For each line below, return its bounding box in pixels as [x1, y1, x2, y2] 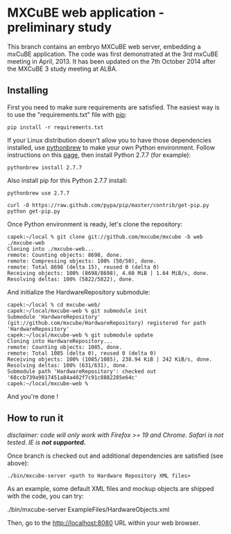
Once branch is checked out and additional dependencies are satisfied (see [7, 452, 223, 460]
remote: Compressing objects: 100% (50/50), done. [7, 258, 157, 265]
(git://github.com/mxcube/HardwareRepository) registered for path [7, 319, 207, 326]
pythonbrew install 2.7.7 [7, 164, 82, 171]
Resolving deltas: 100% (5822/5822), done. [7, 276, 135, 283]
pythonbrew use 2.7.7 [7, 189, 70, 197]
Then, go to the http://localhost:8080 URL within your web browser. [7, 518, 200, 527]
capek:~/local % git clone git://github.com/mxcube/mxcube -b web [7, 233, 203, 240]
